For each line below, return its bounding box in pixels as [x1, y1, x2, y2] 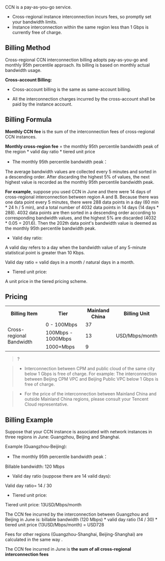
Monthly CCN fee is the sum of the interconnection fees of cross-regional [5, 128, 155, 135]
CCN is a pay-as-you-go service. [5, 4, 72, 10]
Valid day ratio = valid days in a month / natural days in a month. [5, 259, 135, 265]
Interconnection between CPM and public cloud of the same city [24, 366, 155, 372]
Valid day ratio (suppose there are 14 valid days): [12, 473, 111, 479]
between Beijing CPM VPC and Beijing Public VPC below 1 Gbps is [24, 376, 159, 382]
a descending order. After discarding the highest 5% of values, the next [5, 174, 150, 179]
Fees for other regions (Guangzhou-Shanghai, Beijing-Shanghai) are [5, 531, 143, 537]
